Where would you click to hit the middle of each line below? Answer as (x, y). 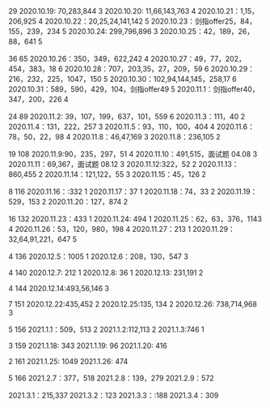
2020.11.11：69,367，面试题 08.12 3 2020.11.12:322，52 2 (103, 164)
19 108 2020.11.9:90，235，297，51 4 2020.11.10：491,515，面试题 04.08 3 (133, 154)
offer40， (243, 89)
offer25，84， (233, 21)
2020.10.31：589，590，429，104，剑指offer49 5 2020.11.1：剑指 (118, 89)
